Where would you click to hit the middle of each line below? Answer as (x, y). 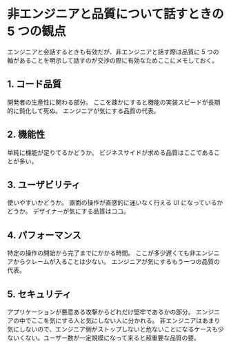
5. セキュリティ (39, 294)
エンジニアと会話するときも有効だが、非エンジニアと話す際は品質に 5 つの (113, 52)
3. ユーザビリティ (44, 184)
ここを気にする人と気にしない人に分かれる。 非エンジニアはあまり (125, 320)
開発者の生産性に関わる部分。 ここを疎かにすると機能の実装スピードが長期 (114, 102)
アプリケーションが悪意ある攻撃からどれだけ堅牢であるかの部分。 (101, 312)
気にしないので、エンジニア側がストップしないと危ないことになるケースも (113, 329)
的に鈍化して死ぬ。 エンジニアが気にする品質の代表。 (83, 110)
